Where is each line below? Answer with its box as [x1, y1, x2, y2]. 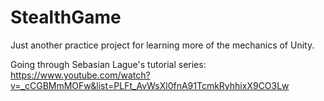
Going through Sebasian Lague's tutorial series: [10, 58, 207, 70]
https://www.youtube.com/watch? [10, 69, 151, 81]
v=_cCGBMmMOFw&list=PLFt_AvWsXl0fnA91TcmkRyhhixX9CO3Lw [10, 79, 290, 91]
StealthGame [10, 6, 122, 29]
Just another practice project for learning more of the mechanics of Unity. [10, 39, 315, 51]
